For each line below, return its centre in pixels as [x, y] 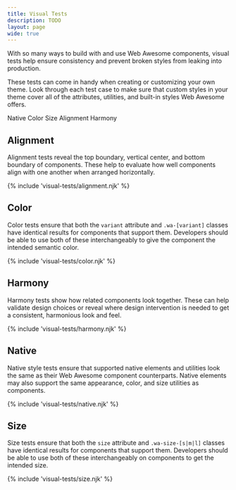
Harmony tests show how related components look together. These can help [118, 300]
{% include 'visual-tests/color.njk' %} [62, 260]
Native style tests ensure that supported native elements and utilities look [114, 367]
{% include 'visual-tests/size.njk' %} [60, 479]
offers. [17, 105]
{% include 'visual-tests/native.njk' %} [63, 404]
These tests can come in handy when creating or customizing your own [111, 82]
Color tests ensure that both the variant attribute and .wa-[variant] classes [118, 225]
